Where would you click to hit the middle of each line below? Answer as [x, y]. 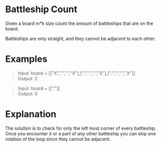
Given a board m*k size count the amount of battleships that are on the [79, 23]
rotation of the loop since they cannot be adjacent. [58, 139]
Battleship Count [41, 9]
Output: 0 [28, 94]
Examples [26, 59]
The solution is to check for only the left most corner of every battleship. [81, 128]
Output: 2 [28, 78]
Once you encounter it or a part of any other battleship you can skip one [80, 133]
